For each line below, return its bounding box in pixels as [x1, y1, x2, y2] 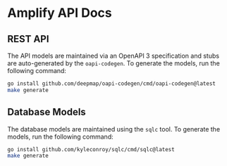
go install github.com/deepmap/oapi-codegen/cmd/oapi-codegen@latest [7, 80, 216, 87]
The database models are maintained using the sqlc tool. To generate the [7, 124, 221, 133]
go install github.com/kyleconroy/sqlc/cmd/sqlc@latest [7, 146, 175, 153]
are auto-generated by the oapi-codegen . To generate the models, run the [7, 59, 220, 68]
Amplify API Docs [7, 5, 113, 21]
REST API [7, 33, 49, 45]
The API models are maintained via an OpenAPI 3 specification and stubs [7, 51, 220, 60]
